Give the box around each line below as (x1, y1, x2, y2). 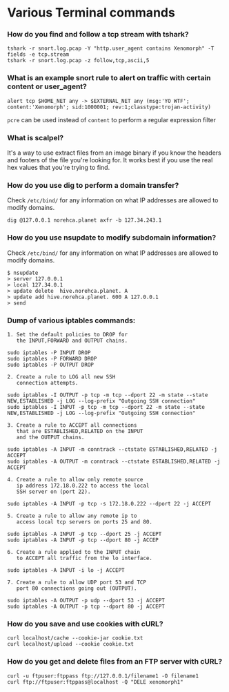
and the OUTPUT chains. (16, 434, 85, 441)
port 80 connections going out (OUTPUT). (16, 585, 137, 592)
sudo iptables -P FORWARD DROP (7, 355, 97, 362)
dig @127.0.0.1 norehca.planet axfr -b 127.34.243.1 (7, 217, 162, 224)
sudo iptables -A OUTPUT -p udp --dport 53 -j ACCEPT (7, 597, 166, 604)
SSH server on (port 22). (16, 488, 91, 495)
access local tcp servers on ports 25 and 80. (16, 518, 153, 526)
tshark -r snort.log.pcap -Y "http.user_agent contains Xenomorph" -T (7, 45, 215, 52)
